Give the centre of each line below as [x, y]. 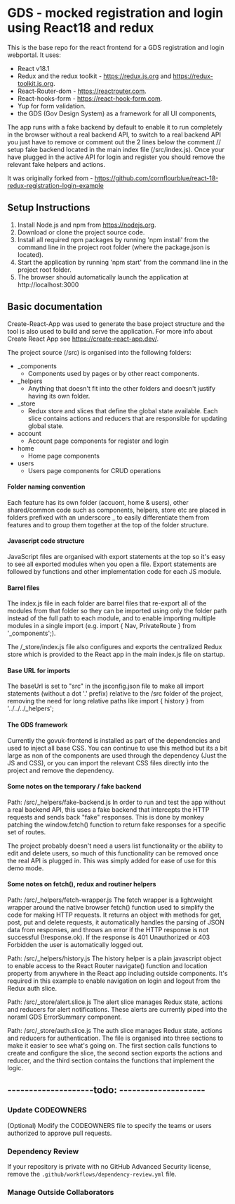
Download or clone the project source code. [81, 232]
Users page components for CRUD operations [94, 470]
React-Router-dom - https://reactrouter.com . [82, 91]
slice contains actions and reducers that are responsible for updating [127, 418]
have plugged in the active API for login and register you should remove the [116, 157]
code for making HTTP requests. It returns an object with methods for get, [114, 915]
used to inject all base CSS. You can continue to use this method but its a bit [117, 748]
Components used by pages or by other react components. [114, 373]
